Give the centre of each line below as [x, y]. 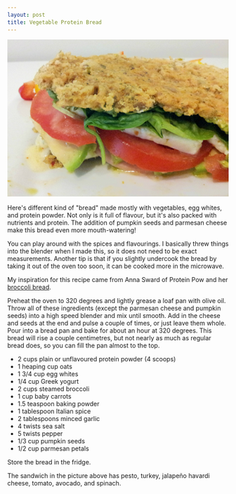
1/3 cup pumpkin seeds [51, 441]
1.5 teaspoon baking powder [58, 404]
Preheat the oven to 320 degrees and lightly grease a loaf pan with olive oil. [117, 301]
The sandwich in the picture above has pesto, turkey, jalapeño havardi [109, 476]
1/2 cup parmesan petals [53, 448]
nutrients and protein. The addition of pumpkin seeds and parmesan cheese [117, 223]
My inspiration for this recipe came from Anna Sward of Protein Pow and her [118, 280]
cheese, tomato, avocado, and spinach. [64, 483]
